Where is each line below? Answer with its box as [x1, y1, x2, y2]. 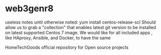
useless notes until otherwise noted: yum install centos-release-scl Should [5, 19, 156, 25]
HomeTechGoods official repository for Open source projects [5, 44, 129, 50]
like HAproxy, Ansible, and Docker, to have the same [5, 35, 111, 41]
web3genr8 [5, 3, 54, 14]
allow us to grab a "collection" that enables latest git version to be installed [5, 24, 156, 30]
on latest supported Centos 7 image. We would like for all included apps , [5, 29, 153, 35]
